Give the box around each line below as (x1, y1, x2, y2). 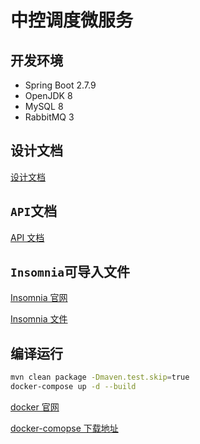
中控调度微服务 (10, 9, 134, 32)
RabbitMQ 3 (24, 111, 75, 123)
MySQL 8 (24, 101, 64, 112)
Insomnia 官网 (10, 292, 68, 304)
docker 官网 (10, 401, 60, 413)
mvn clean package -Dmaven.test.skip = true (10, 372, 190, 383)
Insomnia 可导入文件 (10, 264, 130, 281)
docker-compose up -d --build (10, 382, 137, 392)
